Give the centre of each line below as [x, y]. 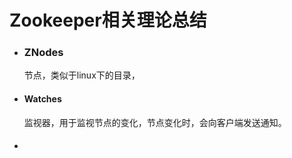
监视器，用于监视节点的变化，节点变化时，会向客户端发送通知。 [155, 122]
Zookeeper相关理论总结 [108, 20]
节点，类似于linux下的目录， [82, 75]
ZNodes [43, 53]
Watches [42, 99]
